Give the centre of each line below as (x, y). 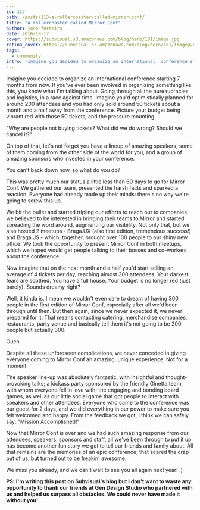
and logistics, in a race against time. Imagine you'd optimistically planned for (100, 97)
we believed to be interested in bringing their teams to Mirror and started (95, 218)
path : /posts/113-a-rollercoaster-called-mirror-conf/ (76, 17)
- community (26, 56)
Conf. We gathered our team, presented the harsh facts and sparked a (92, 187)
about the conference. (33, 256)
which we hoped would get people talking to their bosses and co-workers (96, 250)
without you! (22, 500)
